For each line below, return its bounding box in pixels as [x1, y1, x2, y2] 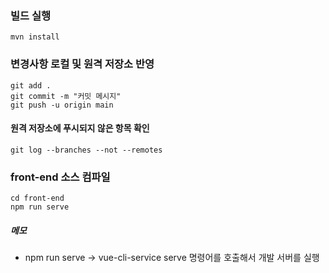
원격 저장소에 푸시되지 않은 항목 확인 [10, 122, 150, 134]
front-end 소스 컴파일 [10, 170, 111, 184]
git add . [10, 80, 52, 91]
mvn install [10, 32, 60, 42]
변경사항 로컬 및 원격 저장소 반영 [10, 57, 155, 71]
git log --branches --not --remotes [10, 145, 163, 155]
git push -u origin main [10, 100, 114, 110]
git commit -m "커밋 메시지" [10, 91, 122, 101]
